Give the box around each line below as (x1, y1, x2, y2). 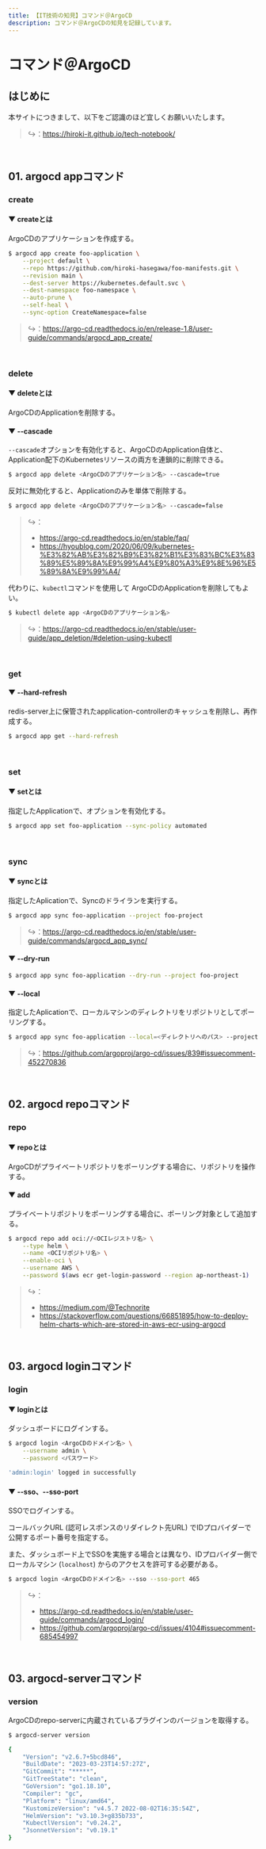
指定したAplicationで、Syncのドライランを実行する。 (8, 895, 182, 905)
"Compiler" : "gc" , (22, 1790, 83, 1797)
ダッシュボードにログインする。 (8, 1424, 112, 1434)
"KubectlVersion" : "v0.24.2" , (22, 1819, 123, 1828)
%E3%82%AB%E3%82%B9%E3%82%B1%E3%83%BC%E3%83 (39, 549, 256, 559)
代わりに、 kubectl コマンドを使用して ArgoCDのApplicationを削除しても (8, 583, 243, 592)
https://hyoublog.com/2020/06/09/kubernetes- (39, 541, 196, 551)
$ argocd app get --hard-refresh (8, 732, 119, 740)
